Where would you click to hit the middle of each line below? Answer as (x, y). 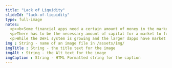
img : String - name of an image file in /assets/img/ (65, 43)
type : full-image (24, 19)
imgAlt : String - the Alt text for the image (56, 53)
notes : (12, 24)
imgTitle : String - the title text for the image (60, 48)
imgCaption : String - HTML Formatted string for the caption (73, 58)
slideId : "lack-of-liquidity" (38, 15)
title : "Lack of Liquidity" (35, 10)
